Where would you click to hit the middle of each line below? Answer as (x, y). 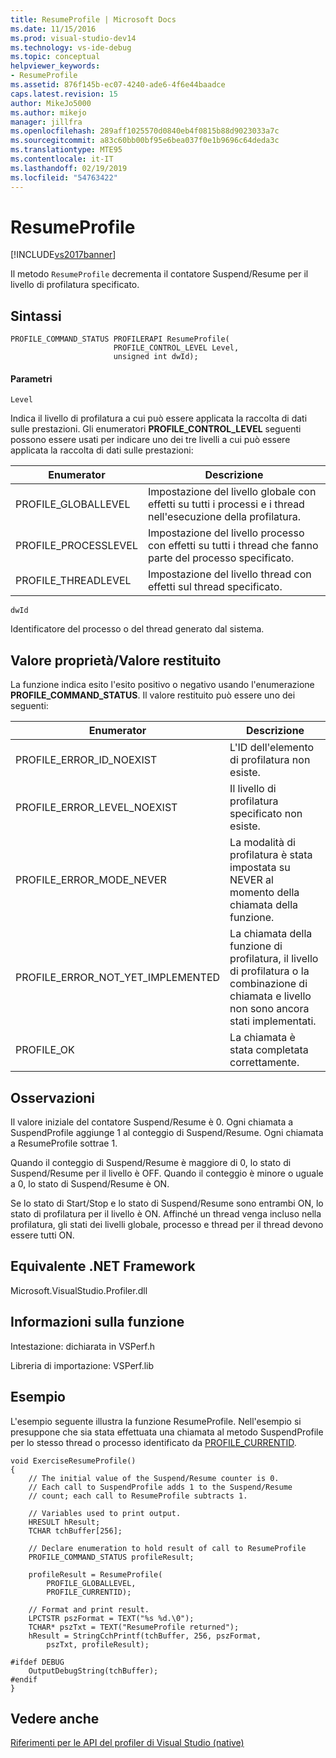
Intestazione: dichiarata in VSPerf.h (82, 1346)
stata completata (269, 1050)
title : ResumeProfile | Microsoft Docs (93, 19)
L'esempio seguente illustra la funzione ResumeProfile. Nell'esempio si (156, 1421)
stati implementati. (273, 1021)
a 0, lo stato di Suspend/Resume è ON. (90, 1184)
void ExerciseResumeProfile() (73, 1461)
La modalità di (262, 843)
